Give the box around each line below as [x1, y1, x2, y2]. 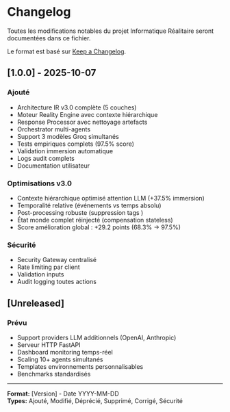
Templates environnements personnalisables [16, 362, 144, 370]
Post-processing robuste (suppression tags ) [16, 208, 144, 216]
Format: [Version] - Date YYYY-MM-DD [7, 389, 120, 398]
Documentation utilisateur [16, 162, 90, 170]
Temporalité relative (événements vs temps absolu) [16, 201, 162, 209]
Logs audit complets [16, 154, 75, 162]
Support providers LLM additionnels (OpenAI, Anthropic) [16, 333, 177, 342]
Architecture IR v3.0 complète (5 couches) [16, 103, 137, 112]
